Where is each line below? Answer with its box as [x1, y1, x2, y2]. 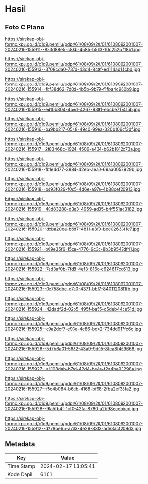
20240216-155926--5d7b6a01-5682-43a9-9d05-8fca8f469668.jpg [5, 346, 142, 352]
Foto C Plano [5, 23, 45, 31]
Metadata [5, 440, 35, 448]
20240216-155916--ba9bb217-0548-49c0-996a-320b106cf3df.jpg [5, 126, 141, 132]
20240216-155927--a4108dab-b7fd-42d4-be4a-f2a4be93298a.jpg [5, 366, 142, 371]
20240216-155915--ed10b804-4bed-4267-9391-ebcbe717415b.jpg [5, 107, 141, 112]
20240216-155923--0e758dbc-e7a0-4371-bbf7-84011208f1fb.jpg [5, 286, 138, 292]
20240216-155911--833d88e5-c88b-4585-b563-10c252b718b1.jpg [5, 47, 141, 52]
